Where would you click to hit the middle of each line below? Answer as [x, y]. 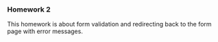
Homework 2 [29, 9]
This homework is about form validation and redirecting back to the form [109, 24]
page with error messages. [45, 31]
